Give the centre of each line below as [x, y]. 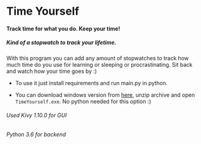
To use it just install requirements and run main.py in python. [91, 83]
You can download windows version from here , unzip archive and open [105, 95]
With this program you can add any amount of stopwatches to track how [97, 58]
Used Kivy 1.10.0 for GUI [37, 115]
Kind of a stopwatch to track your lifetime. [61, 43]
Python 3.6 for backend [36, 134]
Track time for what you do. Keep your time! [63, 28]
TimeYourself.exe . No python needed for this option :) [83, 101]
